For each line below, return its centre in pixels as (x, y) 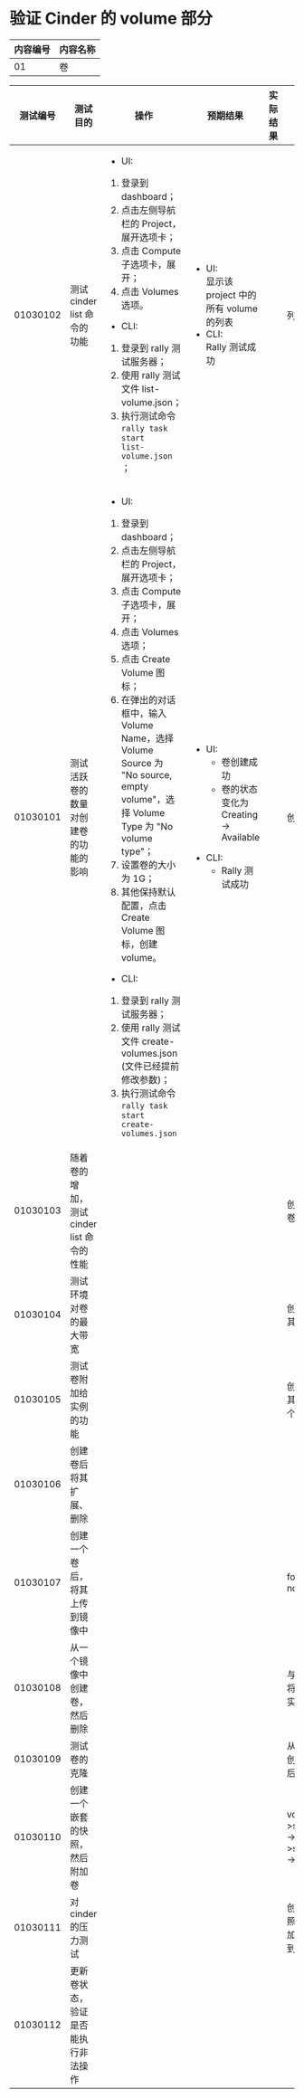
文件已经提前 (152, 1066)
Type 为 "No (147, 826)
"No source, (147, 774)
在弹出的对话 (148, 699)
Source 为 (142, 763)
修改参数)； (146, 1079)
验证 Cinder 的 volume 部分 (111, 19)
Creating (240, 814)
